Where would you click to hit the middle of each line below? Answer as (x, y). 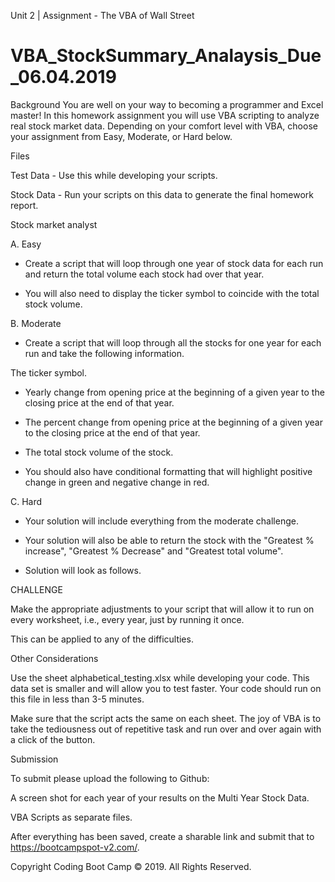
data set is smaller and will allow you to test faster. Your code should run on (166, 688)
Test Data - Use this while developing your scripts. (114, 175)
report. (24, 205)
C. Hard (26, 501)
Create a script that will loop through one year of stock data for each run (174, 263)
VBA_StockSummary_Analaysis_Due (166, 56)
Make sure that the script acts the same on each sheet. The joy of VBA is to (166, 718)
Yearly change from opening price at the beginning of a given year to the (174, 392)
